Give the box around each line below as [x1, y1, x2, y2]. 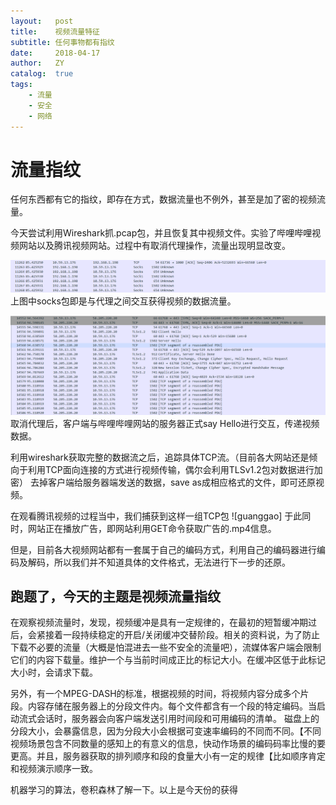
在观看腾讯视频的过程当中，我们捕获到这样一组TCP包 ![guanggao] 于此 [10, 510, 303, 522]
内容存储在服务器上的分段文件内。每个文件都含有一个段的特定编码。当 [27, 700, 317, 712]
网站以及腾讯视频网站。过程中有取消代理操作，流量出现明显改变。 [18, 240, 291, 252]
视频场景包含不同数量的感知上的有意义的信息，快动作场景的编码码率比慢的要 [10, 738, 326, 750]
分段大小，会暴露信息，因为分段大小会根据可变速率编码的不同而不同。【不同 [10, 725, 322, 737]
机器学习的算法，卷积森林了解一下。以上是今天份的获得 [10, 784, 238, 796]
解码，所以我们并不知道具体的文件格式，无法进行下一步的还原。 [27, 556, 291, 568]
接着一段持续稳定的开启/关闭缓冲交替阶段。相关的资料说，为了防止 [44, 629, 321, 641]
